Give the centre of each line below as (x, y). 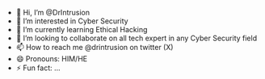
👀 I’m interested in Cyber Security (72, 21)
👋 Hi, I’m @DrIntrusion (53, 12)
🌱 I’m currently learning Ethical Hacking (82, 29)
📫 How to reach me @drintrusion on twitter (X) (95, 47)
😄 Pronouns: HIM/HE (51, 59)
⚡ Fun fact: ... (38, 68)
